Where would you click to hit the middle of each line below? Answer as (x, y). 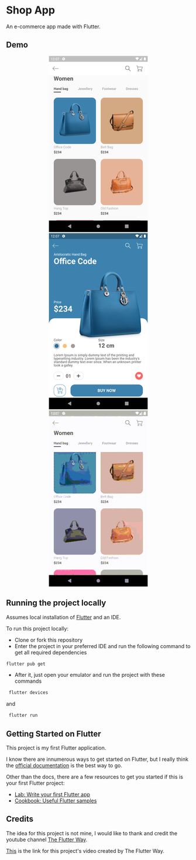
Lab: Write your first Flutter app (52, 794)
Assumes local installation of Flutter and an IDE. (63, 617)
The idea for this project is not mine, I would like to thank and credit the (92, 833)
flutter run (23, 716)
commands (28, 681)
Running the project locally (56, 603)
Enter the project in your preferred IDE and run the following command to (103, 646)
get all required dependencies (51, 652)
